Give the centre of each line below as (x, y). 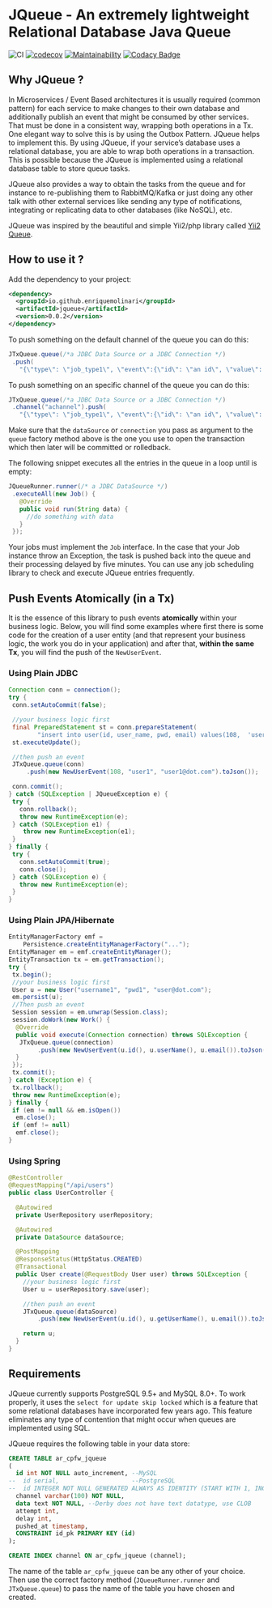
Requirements (45, 1374)
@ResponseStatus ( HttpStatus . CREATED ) (79, 1259)
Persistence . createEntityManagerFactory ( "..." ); (106, 945)
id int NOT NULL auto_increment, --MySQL (87, 1474)
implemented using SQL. (49, 1427)
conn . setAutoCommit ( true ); (65, 861)
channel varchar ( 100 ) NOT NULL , (70, 1496)
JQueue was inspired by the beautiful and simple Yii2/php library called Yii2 (134, 225)
